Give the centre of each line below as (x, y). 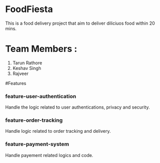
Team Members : (41, 49)
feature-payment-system (37, 144)
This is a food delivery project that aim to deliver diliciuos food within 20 (80, 23)
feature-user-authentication (41, 96)
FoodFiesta (29, 9)
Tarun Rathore (27, 63)
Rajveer (20, 73)
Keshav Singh (27, 68)
